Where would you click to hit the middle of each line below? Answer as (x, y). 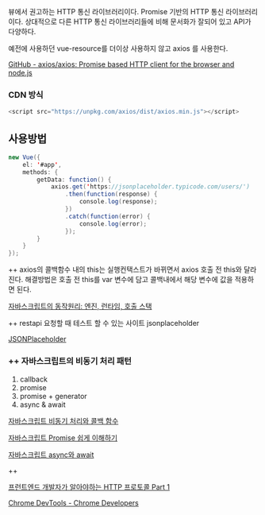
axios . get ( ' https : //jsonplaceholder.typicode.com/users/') (150, 187)
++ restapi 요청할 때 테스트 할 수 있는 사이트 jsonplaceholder (104, 323)
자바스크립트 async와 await (51, 455)
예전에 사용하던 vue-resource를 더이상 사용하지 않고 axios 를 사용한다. (118, 48)
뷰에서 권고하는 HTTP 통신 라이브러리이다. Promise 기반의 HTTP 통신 (116, 12)
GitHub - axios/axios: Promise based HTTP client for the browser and (121, 64)
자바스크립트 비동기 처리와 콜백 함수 (63, 420)
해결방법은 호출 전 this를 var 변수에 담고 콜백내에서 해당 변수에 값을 (129, 280)
